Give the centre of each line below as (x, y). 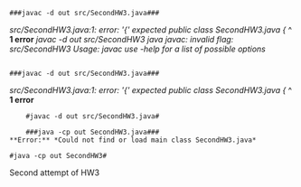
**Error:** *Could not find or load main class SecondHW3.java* (133, 140)
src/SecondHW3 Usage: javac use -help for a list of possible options (138, 49)
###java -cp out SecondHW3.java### (93, 132)
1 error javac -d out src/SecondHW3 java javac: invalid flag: (122, 39)
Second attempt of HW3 (55, 173)
